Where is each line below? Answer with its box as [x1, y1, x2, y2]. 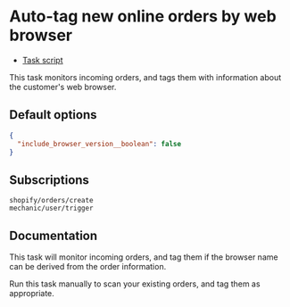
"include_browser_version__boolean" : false [17, 139, 181, 148]
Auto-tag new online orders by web [9, 6, 277, 27]
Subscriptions [9, 172, 89, 187]
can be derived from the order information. [9, 261, 167, 271]
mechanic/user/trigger [9, 203, 94, 213]
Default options [9, 107, 97, 122]
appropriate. [9, 288, 55, 298]
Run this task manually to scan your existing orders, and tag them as [9, 278, 261, 289]
